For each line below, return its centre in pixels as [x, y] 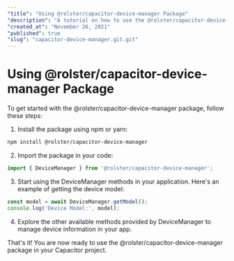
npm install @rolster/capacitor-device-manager [78, 142]
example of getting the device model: [71, 188]
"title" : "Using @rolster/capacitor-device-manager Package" [98, 14]
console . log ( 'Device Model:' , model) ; [63, 208]
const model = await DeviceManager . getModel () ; [78, 202]
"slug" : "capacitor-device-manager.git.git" [73, 40]
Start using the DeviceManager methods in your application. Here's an [118, 181]
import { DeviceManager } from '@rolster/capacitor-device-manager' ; [110, 168]
